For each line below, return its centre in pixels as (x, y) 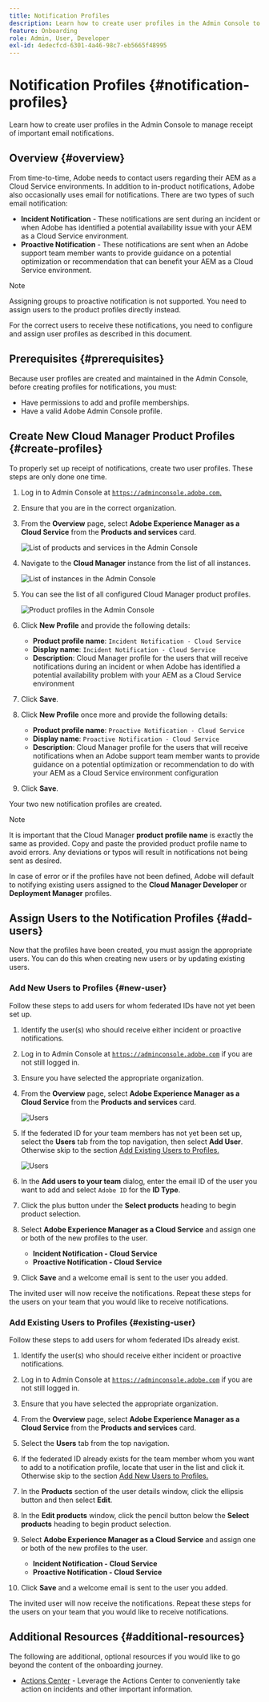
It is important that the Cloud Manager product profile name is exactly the (131, 835)
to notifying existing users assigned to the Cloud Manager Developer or (128, 885)
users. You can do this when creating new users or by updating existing (127, 959)
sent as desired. (36, 861)
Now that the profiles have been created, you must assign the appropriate (131, 950)
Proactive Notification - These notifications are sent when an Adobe (134, 244)
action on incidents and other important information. (106, 1689)
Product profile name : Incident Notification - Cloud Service (137, 641)
